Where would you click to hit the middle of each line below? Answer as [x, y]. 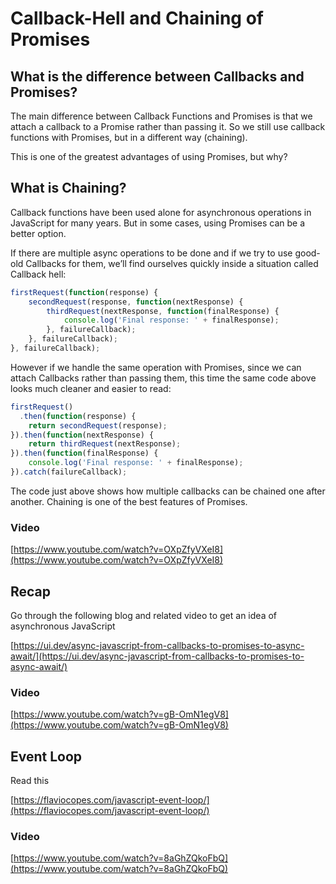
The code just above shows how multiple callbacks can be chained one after [168, 491]
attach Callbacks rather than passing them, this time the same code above [163, 378]
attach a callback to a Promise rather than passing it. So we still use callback [168, 126]
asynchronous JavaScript [63, 626]
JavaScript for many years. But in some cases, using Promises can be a [158, 223]
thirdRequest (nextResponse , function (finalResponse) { [163, 311]
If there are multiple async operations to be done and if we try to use [151, 253]
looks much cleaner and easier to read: [91, 388]
